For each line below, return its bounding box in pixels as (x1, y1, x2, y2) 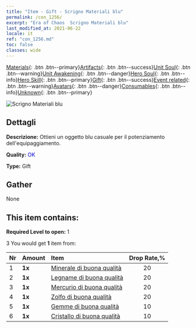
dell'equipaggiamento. (6, 139, 61, 147)
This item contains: (6, 212, 79, 222)
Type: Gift (6, 163, 31, 170)
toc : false (6, 42, 33, 48)
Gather (6, 179, 33, 190)
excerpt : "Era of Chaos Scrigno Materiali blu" (6, 20, 129, 26)
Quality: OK (6, 151, 36, 158)
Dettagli (6, 117, 36, 128)
